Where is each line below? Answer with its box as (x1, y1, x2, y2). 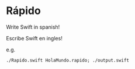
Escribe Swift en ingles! (6, 34, 63, 42)
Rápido (6, 4, 41, 18)
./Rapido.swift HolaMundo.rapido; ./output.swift (6, 57, 130, 63)
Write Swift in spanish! (6, 23, 60, 30)
